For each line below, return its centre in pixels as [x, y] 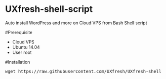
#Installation [18, 62]
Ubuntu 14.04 [26, 47]
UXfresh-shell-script [49, 9]
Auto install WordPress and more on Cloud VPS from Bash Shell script [76, 23]
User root [22, 52]
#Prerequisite [19, 32]
